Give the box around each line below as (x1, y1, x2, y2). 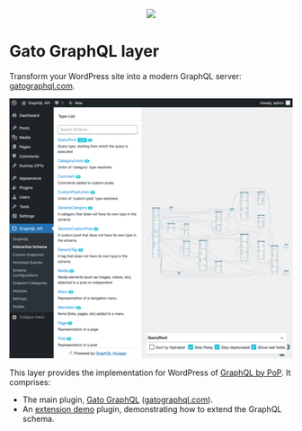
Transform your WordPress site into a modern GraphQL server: (9, 70, 243, 81)
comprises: (9, 376, 51, 387)
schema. (22, 413, 55, 424)
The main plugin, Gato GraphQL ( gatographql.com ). (22, 394, 214, 405)
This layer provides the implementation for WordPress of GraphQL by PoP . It (9, 367, 291, 378)
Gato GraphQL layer (9, 41, 160, 62)
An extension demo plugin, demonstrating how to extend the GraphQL (22, 403, 282, 414)
